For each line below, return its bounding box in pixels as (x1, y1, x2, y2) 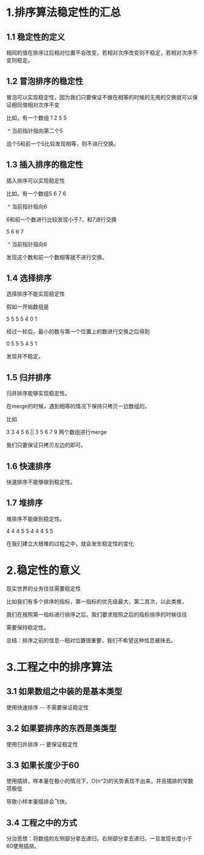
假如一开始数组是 (6, 303, 49, 311)
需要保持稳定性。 (6, 623, 49, 631)
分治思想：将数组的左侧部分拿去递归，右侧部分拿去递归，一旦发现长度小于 (6, 835, 192, 842)
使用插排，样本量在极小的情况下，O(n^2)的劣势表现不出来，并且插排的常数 (6, 778, 194, 785)
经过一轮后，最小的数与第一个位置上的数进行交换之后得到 (6, 328, 150, 335)
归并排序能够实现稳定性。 (6, 389, 70, 397)
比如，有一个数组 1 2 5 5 (6, 114, 67, 121)
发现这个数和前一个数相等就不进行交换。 (6, 254, 107, 261)
